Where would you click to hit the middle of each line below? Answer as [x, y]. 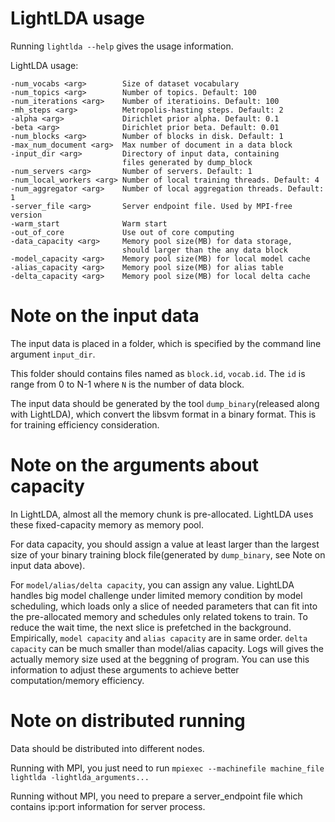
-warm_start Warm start [89, 223]
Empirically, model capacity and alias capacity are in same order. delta [159, 638]
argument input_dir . [53, 354]
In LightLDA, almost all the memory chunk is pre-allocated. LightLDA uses [162, 514]
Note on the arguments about [134, 465]
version [26, 215]
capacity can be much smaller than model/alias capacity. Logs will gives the [167, 648]
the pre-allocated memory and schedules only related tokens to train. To [159, 616]
